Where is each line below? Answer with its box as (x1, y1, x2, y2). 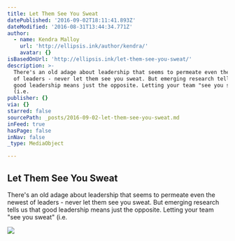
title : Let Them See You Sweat (7, 10, 99, 17)
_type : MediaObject (7, 140, 64, 147)
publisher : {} (7, 95, 49, 102)
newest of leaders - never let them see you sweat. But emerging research (7, 198, 220, 206)
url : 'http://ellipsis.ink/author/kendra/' (20, 43, 149, 50)
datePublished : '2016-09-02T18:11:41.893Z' (7, 17, 136, 24)
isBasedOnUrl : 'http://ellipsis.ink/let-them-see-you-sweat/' (7, 56, 192, 63)
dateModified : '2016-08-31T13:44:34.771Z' (7, 23, 133, 30)
